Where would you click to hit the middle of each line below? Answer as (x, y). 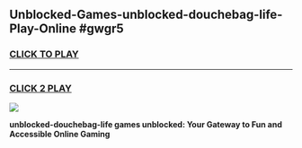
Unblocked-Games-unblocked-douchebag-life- (146, 15)
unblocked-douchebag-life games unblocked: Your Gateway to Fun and (146, 124)
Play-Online (43, 29)
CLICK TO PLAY (44, 55)
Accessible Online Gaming (60, 134)
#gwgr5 (101, 29)
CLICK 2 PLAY (40, 88)
